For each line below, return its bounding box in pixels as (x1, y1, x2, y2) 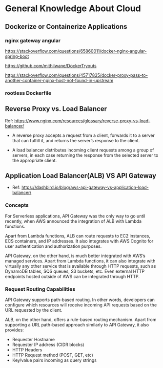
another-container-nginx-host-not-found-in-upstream (5, 77, 114, 83)
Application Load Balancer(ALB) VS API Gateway (5, 172, 157, 180)
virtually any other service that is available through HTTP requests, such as (5, 263, 156, 269)
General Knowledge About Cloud (5, 3, 141, 14)
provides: (5, 327, 24, 333)
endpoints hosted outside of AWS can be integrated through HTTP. (5, 273, 140, 279)
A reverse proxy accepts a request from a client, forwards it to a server (12, 132, 155, 138)
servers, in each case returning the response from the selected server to (12, 152, 159, 158)
